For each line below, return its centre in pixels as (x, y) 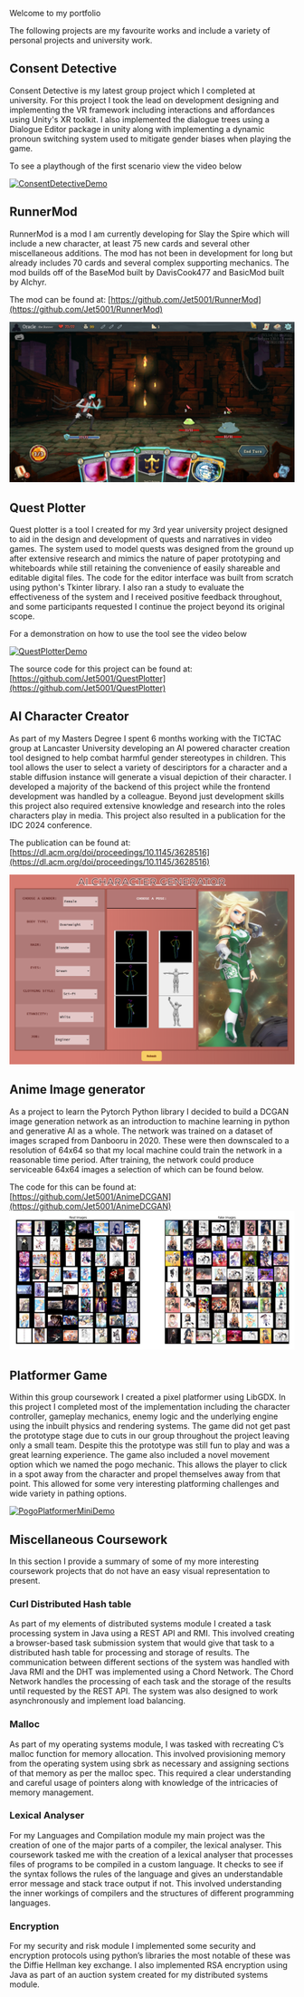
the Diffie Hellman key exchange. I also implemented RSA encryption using (148, 1965)
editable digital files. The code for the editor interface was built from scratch (152, 577)
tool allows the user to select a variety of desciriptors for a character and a (148, 767)
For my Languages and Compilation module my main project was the (137, 1835)
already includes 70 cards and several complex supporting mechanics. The (149, 263)
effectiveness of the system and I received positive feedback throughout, (146, 596)
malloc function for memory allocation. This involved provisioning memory (148, 1753)
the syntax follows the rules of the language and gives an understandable (146, 1874)
